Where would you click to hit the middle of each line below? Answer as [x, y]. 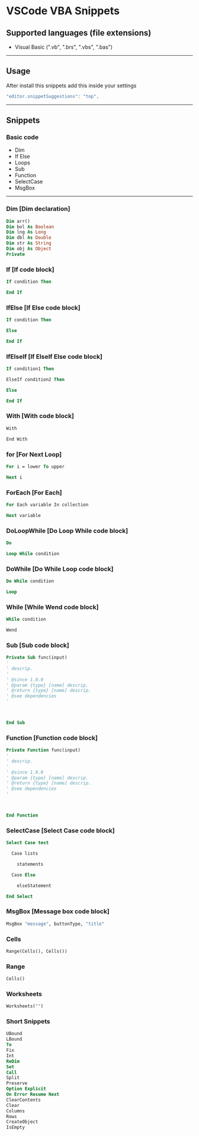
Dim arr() [18, 221]
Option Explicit [26, 1089]
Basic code [23, 137]
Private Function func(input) [44, 750]
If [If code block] [30, 269]
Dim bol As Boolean [30, 226]
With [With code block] [40, 416]
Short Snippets [28, 1022]
